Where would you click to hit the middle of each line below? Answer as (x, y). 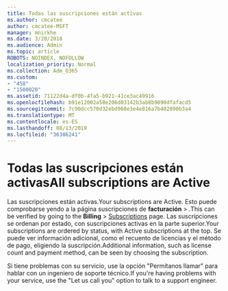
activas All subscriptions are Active (109, 183)
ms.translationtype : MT (41, 115)
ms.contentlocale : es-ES (42, 122)
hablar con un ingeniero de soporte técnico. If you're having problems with (112, 273)
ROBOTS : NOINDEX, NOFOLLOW (46, 58)
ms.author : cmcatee (35, 20)
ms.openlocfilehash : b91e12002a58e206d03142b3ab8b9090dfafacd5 (99, 103)
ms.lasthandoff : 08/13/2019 (47, 128)
